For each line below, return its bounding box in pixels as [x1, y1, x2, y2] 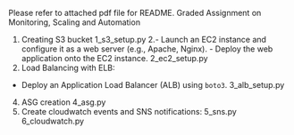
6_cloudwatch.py [21, 115, 85, 126]
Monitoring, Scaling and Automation [8, 17, 140, 28]
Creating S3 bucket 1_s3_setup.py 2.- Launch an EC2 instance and [21, 35, 267, 44]
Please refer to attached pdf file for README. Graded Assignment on [8, 8, 262, 18]
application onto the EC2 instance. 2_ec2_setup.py [21, 53, 208, 63]
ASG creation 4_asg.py [21, 97, 106, 107]
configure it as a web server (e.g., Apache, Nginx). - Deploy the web [21, 44, 273, 54]
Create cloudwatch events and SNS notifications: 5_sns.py [21, 107, 238, 116]
